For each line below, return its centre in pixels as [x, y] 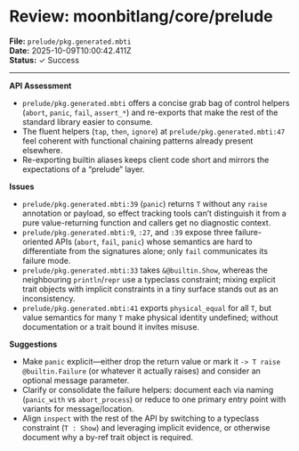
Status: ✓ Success [44, 60]
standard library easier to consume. [87, 121]
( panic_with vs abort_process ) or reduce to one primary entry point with [154, 399]
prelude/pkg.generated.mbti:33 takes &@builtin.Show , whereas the [145, 270]
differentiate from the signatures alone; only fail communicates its [145, 250]
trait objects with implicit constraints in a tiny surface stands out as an [150, 289]
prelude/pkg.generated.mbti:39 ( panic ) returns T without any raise [145, 203]
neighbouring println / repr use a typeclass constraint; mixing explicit [149, 279]
